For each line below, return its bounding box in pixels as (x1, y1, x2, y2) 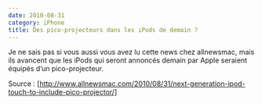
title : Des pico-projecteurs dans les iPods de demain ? (8, 26, 198, 34)
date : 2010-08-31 (8, 11, 65, 20)
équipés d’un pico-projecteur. (8, 64, 104, 74)
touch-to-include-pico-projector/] (8, 88, 118, 97)
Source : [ (8, 79, 40, 88)
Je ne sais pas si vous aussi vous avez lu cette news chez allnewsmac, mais (8, 48, 255, 57)
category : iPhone (8, 19, 65, 27)
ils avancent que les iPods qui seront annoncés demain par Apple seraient (8, 56, 248, 65)
